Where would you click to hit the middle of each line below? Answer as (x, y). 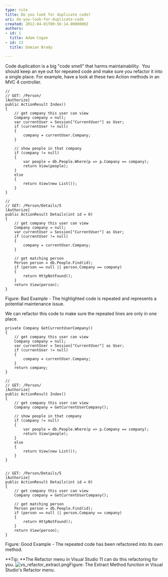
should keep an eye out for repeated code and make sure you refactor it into (84, 71)
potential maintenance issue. (35, 304)
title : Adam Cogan (29, 38)
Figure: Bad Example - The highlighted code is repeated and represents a (81, 298)
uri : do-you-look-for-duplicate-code (45, 19)
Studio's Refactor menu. (30, 570)
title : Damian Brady (31, 47)
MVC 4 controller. (23, 82)
